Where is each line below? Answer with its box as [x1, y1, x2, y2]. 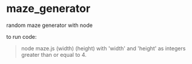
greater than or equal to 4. [21, 51, 87, 58]
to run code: [6, 33, 37, 40]
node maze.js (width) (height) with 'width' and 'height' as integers [21, 44, 186, 52]
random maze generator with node [6, 22, 93, 29]
